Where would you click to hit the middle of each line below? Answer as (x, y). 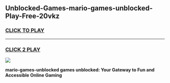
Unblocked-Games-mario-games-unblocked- (79, 8)
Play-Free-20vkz (32, 16)
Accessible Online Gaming (34, 75)
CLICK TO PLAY (25, 31)
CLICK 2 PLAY (23, 49)
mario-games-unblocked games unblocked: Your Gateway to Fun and (80, 69)
